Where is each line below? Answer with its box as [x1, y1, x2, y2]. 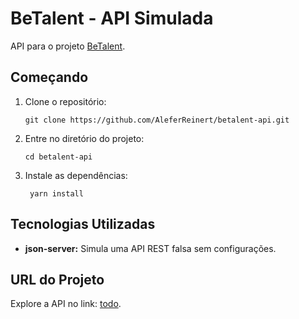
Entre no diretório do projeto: [24, 132, 145, 144]
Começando [10, 69, 89, 86]
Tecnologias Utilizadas [10, 216, 156, 233]
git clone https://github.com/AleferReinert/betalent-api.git [24, 115, 290, 125]
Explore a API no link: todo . [10, 298, 122, 310]
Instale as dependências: [24, 169, 128, 181]
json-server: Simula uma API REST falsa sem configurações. [24, 242, 277, 254]
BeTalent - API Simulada [10, 7, 214, 30]
